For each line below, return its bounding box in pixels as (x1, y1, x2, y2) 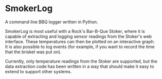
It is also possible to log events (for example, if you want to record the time (5, 44, 155, 49)
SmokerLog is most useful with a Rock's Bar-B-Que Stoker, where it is (5, 28, 145, 34)
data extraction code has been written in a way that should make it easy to (5, 63, 154, 69)
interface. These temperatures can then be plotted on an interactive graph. (5, 38, 155, 44)
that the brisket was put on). (5, 49, 62, 55)
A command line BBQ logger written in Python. (5, 19, 98, 25)
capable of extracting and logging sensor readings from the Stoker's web (5, 33, 152, 39)
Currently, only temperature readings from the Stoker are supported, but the (5, 58, 158, 64)
